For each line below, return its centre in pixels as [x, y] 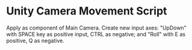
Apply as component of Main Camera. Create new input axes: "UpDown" [96, 28]
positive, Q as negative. [35, 40]
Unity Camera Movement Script [87, 11]
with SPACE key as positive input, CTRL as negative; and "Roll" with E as [96, 34]
